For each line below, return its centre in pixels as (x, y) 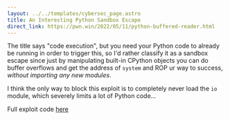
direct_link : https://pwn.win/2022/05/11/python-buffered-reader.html (111, 26)
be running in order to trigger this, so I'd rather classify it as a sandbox (108, 53)
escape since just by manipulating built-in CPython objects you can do (108, 61)
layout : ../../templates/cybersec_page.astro (74, 13)
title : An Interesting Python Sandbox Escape (74, 20)
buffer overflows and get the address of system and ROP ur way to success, (115, 68)
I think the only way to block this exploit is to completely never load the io (112, 89)
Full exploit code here (38, 109)
